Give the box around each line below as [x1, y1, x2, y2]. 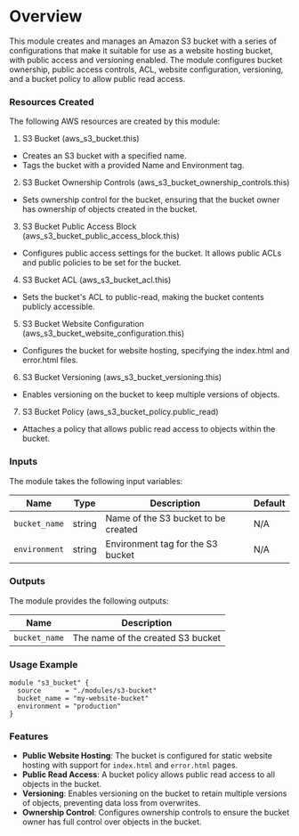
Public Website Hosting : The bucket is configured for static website [21, 751, 273, 761]
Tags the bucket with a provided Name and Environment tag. [21, 160, 245, 171]
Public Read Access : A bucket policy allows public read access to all [21, 769, 276, 780]
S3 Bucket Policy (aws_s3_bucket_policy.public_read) [21, 407, 220, 418]
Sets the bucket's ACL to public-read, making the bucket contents [21, 292, 264, 303]
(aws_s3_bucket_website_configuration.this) [21, 328, 185, 339]
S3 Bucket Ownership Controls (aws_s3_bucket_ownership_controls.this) [21, 177, 290, 188]
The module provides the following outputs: [9, 595, 169, 606]
